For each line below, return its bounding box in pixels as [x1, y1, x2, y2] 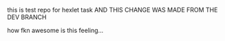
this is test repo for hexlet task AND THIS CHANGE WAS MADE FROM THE [7, 6, 218, 14]
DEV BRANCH [7, 13, 47, 21]
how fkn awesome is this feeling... [7, 27, 104, 34]
